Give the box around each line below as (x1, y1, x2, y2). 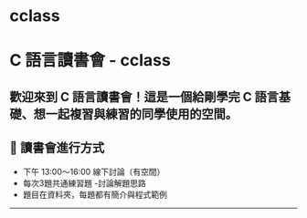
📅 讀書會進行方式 (9, 140, 105, 156)
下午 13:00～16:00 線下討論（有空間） (22, 166, 165, 177)
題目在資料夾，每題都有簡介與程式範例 (22, 189, 167, 200)
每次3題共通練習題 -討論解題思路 (22, 177, 146, 188)
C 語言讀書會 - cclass (9, 50, 171, 71)
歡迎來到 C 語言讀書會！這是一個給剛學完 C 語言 (9, 88, 279, 105)
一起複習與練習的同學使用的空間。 (45, 106, 238, 121)
